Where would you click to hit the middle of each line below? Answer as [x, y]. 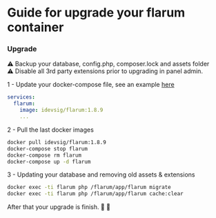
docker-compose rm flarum [44, 155]
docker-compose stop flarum [48, 149]
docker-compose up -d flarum [49, 161]
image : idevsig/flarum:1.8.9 [61, 110]
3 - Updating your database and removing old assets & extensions [101, 175]
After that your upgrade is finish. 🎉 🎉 [59, 207]
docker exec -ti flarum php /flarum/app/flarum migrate [89, 188]
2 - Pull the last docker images [51, 130]
